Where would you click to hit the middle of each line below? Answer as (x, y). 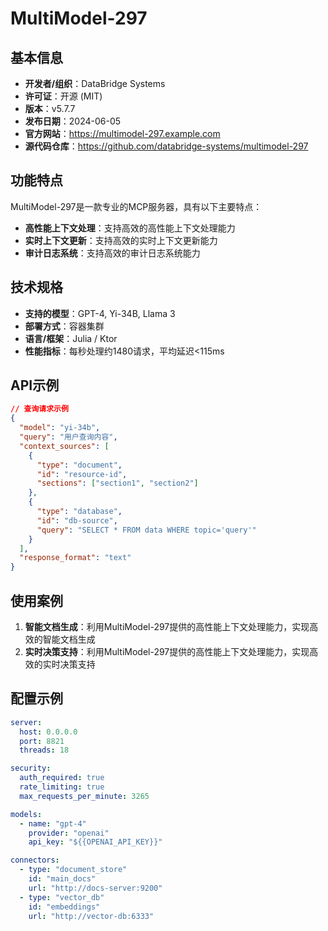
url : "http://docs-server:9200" (95, 888)
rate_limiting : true (62, 787)
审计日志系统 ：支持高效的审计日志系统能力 (112, 253)
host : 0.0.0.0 (48, 732)
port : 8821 (42, 741)
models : (26, 814)
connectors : (35, 860)
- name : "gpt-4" (53, 823)
